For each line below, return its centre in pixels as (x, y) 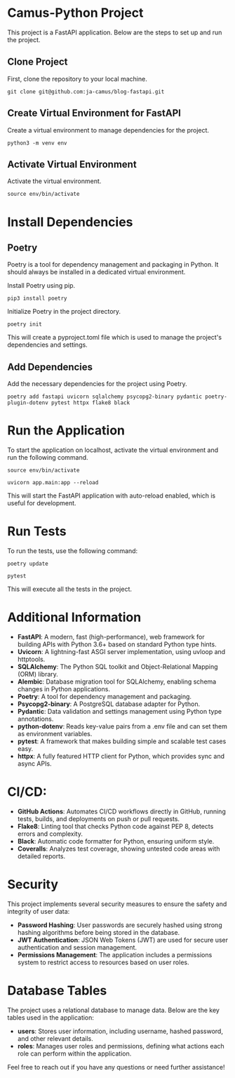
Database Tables (57, 991)
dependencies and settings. (47, 345)
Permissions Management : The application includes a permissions (115, 954)
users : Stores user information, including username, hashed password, (120, 1031)
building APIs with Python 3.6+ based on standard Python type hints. (117, 644)
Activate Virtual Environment (72, 164)
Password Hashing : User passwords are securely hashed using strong (120, 925)
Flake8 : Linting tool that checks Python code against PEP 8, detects (115, 826)
